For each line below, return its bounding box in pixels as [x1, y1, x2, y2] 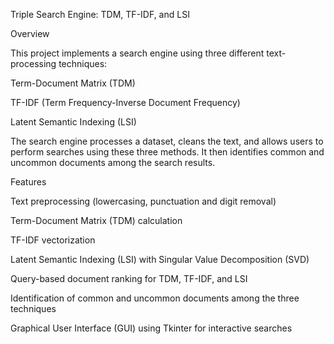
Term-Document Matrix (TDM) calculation [10, 215, 183, 226]
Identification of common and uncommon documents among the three [10, 292, 300, 304]
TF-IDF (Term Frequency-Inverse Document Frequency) [10, 97, 241, 108]
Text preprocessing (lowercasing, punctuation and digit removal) [10, 195, 277, 207]
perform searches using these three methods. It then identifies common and [10, 146, 325, 158]
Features [10, 176, 47, 188]
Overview [10, 28, 50, 39]
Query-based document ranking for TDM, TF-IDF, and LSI [10, 273, 248, 284]
